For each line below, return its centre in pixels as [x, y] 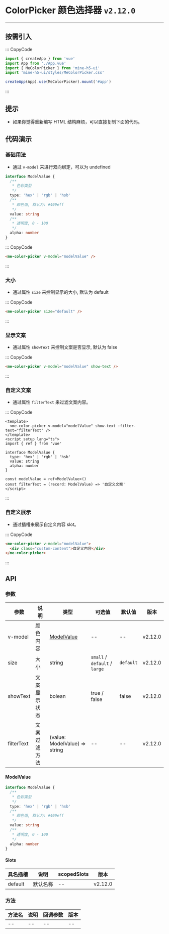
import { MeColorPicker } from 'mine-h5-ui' [53, 68]
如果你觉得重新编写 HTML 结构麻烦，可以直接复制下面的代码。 [77, 121]
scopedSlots [73, 874]
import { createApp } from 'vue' [40, 59]
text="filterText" [24, 430]
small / [99, 657]
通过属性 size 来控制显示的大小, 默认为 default [61, 292]
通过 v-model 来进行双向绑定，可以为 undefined [61, 167]
